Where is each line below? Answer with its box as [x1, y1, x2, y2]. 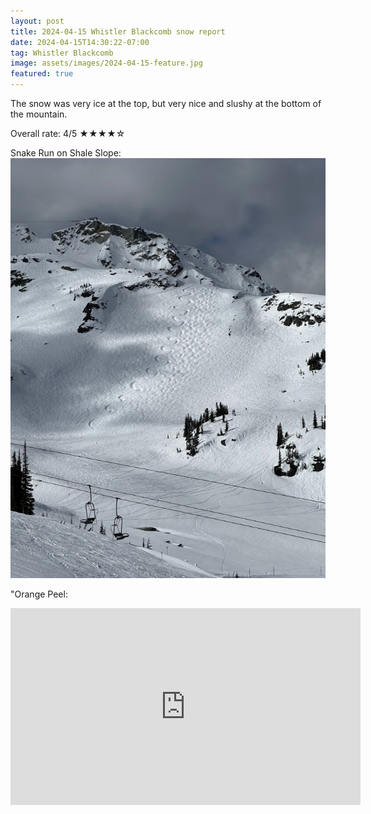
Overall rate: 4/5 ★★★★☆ [10, 128, 126, 139]
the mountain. [10, 108, 68, 120]
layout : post [10, 16, 65, 26]
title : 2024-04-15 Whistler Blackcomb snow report [10, 26, 226, 37]
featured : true [10, 69, 74, 79]
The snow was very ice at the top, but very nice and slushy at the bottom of [10, 98, 322, 109]
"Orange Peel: [10, 588, 68, 600]
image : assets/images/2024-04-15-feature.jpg [10, 58, 203, 69]
